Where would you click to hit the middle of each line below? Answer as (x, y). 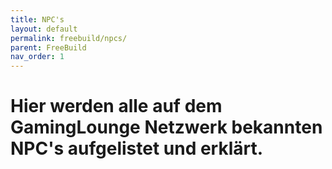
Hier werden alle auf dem (116, 106)
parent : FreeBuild (48, 47)
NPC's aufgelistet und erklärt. (137, 148)
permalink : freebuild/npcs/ (69, 38)
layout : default (44, 29)
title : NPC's (37, 19)
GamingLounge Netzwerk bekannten (166, 127)
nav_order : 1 (37, 57)
